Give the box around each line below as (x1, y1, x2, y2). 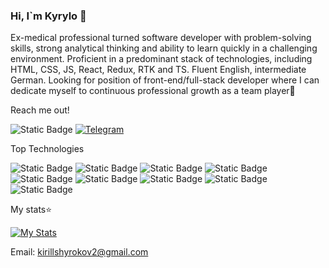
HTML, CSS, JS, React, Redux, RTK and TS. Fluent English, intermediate (10, 64, 307, 76)
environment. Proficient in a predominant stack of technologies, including (10, 53, 313, 65)
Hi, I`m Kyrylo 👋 (10, 9, 87, 23)
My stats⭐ (10, 204, 53, 216)
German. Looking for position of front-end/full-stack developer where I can (10, 74, 320, 86)
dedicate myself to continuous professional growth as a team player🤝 (10, 85, 296, 97)
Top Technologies (10, 143, 85, 155)
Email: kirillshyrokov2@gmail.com (10, 246, 149, 258)
